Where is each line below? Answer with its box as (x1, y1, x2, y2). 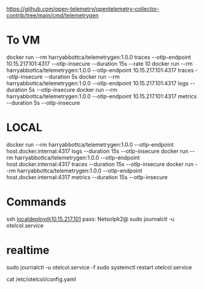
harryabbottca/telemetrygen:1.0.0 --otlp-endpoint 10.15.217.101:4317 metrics (6, 92, 197, 100)
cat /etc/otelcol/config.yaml (6, 276, 77, 283)
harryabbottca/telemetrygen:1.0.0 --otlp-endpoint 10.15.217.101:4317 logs (6, 79, 189, 87)
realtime (6, 244, 50, 257)
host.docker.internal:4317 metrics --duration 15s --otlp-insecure (6, 173, 168, 180)
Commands (6, 195, 67, 209)
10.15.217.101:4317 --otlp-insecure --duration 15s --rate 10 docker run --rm (6, 60, 193, 67)
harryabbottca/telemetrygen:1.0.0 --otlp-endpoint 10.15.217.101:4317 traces (6, 66, 194, 74)
